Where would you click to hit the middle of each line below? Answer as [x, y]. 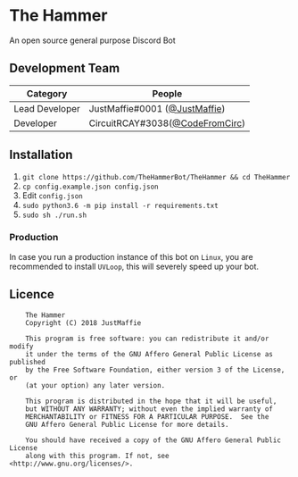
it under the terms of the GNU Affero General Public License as [149, 354]
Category [47, 93]
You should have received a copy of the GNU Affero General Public [153, 440]
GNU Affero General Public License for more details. [127, 424]
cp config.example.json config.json [90, 187]
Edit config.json [52, 195]
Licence [32, 294]
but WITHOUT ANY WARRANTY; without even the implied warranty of [149, 409]
